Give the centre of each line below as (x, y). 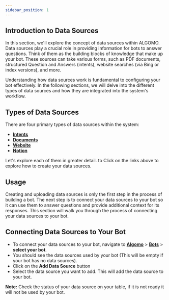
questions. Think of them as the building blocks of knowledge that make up (84, 54)
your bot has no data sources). (45, 260)
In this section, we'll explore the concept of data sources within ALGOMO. (83, 43)
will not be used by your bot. (35, 292)
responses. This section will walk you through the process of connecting (81, 211)
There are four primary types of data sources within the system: (72, 124)
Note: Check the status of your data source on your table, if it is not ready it (85, 287)
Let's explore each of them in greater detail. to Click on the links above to (82, 161)
